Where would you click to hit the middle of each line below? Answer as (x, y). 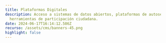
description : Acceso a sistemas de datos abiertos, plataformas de (76, 14)
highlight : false (23, 33)
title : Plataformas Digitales (36, 10)
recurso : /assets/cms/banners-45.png (44, 28)
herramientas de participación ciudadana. (54, 19)
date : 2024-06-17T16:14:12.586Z (38, 23)
